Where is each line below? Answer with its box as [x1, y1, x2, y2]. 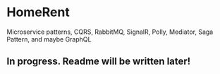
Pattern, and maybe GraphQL [6, 35, 92, 43]
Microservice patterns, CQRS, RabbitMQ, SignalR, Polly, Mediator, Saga [6, 27, 214, 36]
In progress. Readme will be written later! [6, 56, 191, 68]
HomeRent [6, 4, 70, 20]
